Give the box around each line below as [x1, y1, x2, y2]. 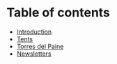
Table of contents [6, 5, 111, 21]
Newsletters [16, 50, 52, 58]
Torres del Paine [16, 42, 64, 50]
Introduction [16, 28, 52, 36]
